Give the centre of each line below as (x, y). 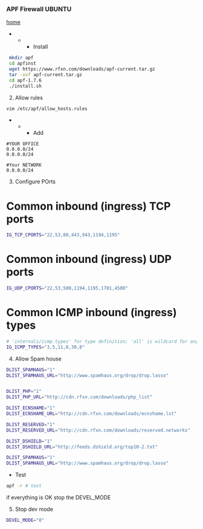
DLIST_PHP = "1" (24, 392)
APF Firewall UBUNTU (39, 9)
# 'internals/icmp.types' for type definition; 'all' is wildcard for (97, 341)
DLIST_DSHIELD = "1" (29, 441)
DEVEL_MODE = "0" (25, 521)
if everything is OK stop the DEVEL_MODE (59, 498)
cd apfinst (22, 63)
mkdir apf (21, 58)
